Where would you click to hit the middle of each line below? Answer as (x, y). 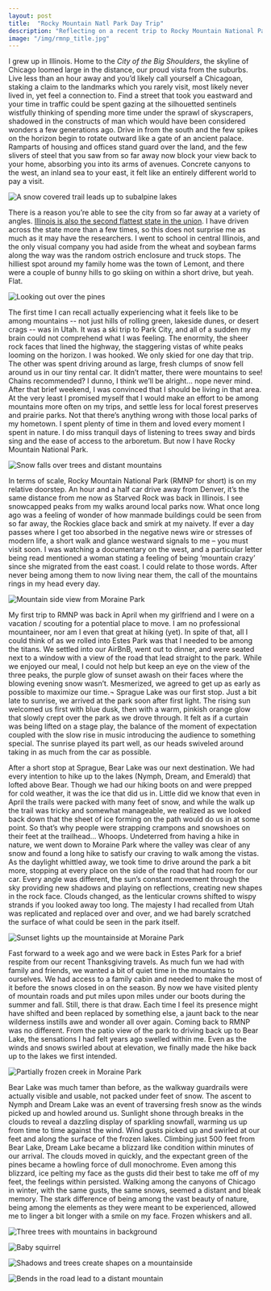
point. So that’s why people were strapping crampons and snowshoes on (129, 828)
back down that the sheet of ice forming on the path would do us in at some (134, 819)
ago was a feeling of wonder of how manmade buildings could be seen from (135, 515)
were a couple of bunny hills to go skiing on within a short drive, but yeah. (131, 273)
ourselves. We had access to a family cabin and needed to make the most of (135, 979)
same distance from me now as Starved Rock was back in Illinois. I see (126, 498)
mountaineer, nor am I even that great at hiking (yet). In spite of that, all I (128, 632)
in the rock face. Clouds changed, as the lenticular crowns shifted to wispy (132, 896)
